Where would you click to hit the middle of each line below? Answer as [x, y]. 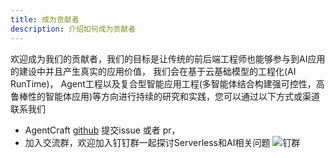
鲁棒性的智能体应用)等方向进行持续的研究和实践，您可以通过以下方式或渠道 [165, 96]
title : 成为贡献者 [45, 19]
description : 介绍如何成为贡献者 [73, 29]
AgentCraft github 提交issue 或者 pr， [102, 130]
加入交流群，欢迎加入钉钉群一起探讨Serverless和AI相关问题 [147, 142]
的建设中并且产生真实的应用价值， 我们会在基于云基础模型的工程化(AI [153, 71]
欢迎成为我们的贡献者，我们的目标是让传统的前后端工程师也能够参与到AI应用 [168, 58]
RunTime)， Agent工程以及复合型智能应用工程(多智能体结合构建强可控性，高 [167, 83]
